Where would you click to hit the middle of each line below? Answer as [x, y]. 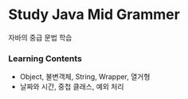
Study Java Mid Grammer [94, 15]
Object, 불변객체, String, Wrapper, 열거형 [85, 77]
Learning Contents [45, 59]
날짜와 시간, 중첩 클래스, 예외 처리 [72, 87]
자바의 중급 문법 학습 [40, 37]
